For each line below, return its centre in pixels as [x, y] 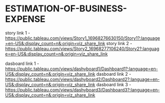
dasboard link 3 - [114, 84]
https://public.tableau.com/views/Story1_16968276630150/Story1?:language [82, 38]
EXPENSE [25, 19]
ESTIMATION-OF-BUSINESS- [66, 9]
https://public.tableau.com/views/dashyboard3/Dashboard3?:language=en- [82, 90]
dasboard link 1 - [22, 63]
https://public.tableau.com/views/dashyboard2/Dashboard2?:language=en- [82, 79]
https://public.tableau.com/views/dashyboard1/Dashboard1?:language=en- [82, 69]
